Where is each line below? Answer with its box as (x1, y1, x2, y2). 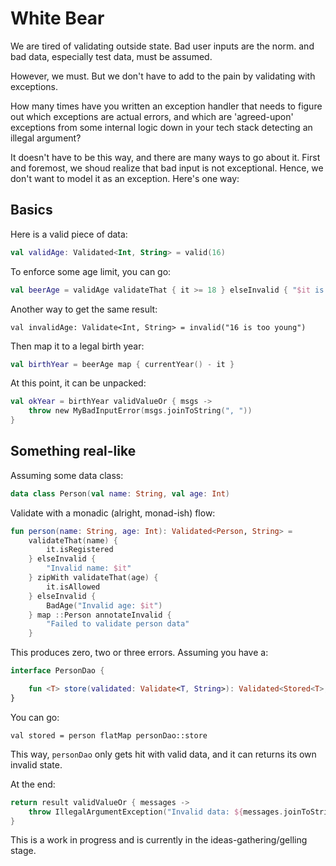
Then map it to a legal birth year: (10, 340, 145, 352)
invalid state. (10, 758, 63, 771)
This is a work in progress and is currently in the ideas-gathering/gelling (10, 834, 308, 846)
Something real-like (10, 443, 137, 460)
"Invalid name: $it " (46, 563, 132, 574)
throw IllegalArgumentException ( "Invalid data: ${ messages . (28, 807, 284, 817)
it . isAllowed (46, 582, 101, 592)
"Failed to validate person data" (46, 619, 190, 629)
